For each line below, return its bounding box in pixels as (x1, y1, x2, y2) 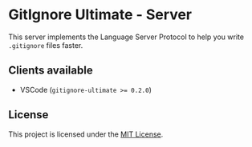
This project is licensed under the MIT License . (8, 129, 164, 139)
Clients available (8, 64, 94, 77)
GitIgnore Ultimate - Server (8, 6, 193, 24)
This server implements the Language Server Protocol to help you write (8, 32, 245, 42)
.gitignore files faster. (8, 40, 83, 50)
